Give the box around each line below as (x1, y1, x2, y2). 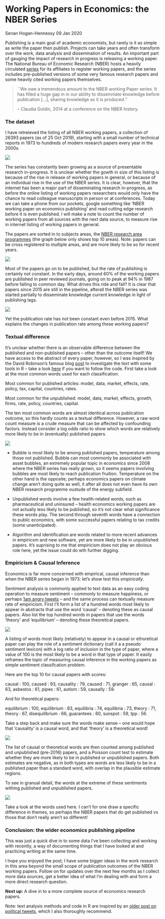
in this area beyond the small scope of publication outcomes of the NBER (5, 863, 154, 869)
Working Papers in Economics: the (5, 3, 149, 15)
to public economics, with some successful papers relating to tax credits (12, 516, 160, 523)
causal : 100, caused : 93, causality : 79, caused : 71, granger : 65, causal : (5, 681, 156, 687)
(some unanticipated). (12, 522, 57, 528)
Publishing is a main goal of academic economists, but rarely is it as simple (5, 39, 157, 45)
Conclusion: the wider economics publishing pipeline (5, 826, 135, 833)
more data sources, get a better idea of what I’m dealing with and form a (5, 874, 152, 880)
